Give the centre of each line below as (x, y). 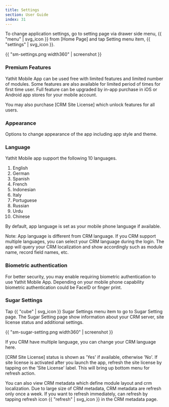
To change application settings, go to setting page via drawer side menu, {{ (83, 34)
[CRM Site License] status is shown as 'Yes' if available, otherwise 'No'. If (81, 357)
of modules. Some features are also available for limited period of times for (83, 84)
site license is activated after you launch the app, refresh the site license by (84, 362)
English (20, 168)
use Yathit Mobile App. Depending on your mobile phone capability (75, 282)
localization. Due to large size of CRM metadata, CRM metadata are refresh (83, 388)
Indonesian (24, 190)
